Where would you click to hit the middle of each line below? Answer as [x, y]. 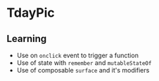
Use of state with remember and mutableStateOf [84, 63]
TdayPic [31, 13]
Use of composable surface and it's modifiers [83, 70]
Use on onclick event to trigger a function [77, 55]
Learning [27, 39]
